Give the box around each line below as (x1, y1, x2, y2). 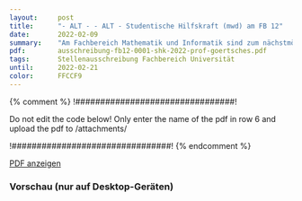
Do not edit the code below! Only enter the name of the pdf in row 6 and (9, 113, 277, 124)
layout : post (9, 13, 75, 22)
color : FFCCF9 (9, 72, 83, 81)
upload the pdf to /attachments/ (9, 123, 128, 134)
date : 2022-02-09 (9, 30, 99, 39)
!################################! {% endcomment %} (9, 140, 252, 151)
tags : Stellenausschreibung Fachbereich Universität (9, 55, 235, 64)
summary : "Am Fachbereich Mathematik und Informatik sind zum (9, 38, 259, 48)
